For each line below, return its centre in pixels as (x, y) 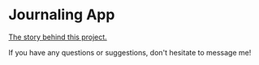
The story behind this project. (58, 37)
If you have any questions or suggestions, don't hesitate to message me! (130, 52)
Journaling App (62, 15)
